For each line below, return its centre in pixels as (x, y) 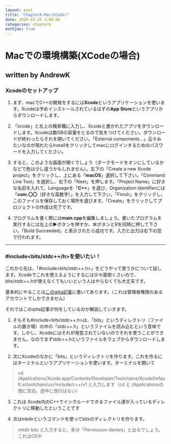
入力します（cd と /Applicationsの (128, 385)
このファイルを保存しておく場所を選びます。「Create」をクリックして (85, 201)
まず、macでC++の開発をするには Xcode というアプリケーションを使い (87, 102)
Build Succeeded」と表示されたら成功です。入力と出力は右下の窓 (93, 231)
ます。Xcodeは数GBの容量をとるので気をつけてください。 (82, 132)
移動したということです (55, 408)
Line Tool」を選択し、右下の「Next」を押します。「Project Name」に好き (89, 181)
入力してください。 (46, 152)
